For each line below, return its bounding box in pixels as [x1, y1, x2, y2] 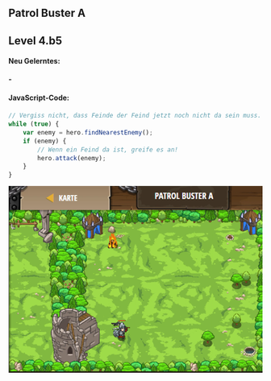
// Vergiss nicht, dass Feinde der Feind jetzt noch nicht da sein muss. [8, 112, 262, 120]
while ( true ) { [8, 120, 60, 128]
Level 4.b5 [8, 34, 63, 48]
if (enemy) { [23, 137, 67, 145]
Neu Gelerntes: [8, 56, 60, 66]
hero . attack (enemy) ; [37, 154, 106, 162]
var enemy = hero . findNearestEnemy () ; [23, 128, 153, 136]
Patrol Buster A [8, 6, 86, 20]
